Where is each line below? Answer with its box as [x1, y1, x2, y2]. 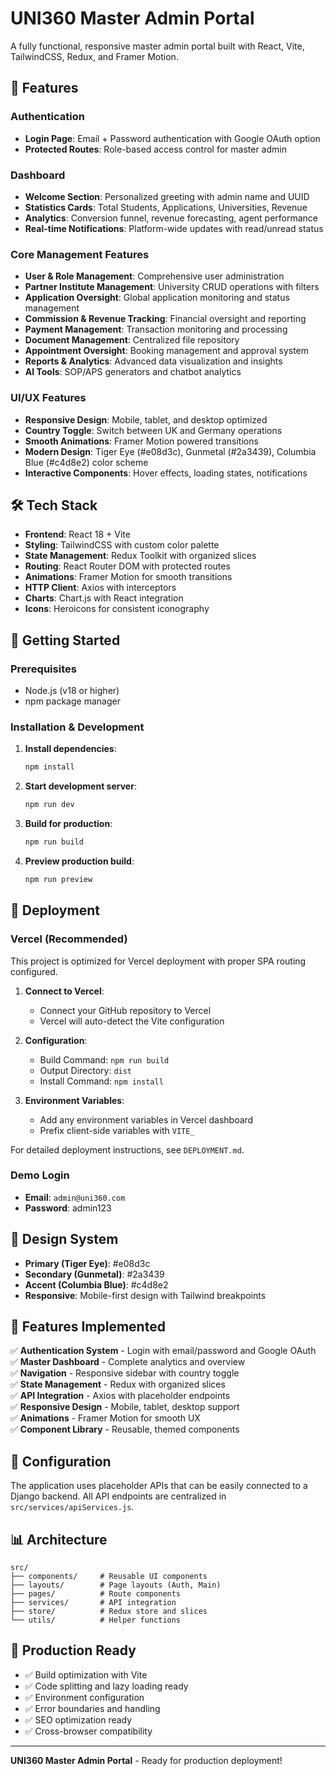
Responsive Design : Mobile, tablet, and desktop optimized [24, 413, 268, 426]
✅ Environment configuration [24, 1691, 145, 1703]
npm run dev [24, 800, 75, 810]
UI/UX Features [10, 391, 87, 405]
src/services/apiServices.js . [10, 1501, 135, 1513]
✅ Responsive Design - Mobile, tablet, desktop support [10, 1401, 240, 1413]
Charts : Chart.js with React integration [24, 592, 184, 604]
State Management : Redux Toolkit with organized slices [24, 550, 257, 562]
